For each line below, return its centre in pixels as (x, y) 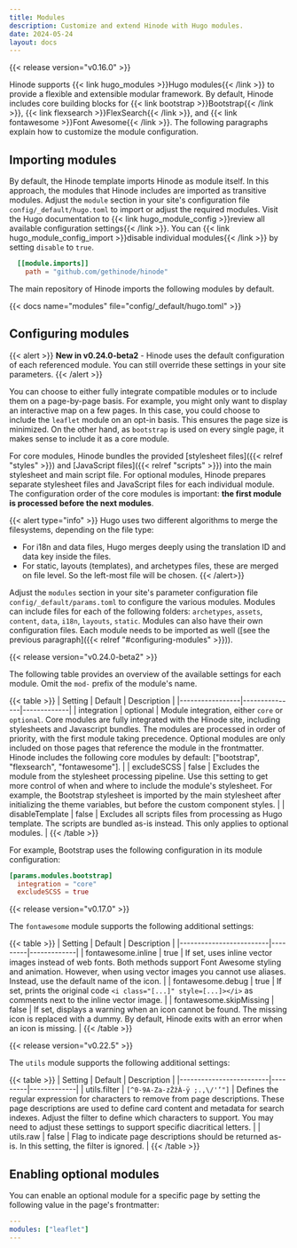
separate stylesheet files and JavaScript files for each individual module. (142, 484)
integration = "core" (57, 884)
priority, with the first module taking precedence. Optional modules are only (147, 738)
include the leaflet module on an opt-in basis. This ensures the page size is (148, 419)
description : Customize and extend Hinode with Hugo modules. (126, 26)
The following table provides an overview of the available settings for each (145, 674)
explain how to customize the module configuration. (104, 132)
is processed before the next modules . (82, 503)
